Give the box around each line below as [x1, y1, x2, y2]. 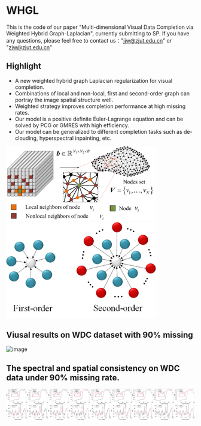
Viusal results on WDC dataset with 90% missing [6, 329, 193, 340]
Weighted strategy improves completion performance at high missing [14, 103, 186, 110]
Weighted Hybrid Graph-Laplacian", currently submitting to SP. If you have [6, 29, 190, 37]
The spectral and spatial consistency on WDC [6, 363, 180, 373]
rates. [14, 109, 29, 116]
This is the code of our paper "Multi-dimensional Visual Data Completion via [6, 23, 194, 31]
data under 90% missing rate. [6, 373, 120, 383]
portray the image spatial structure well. [14, 96, 114, 103]
